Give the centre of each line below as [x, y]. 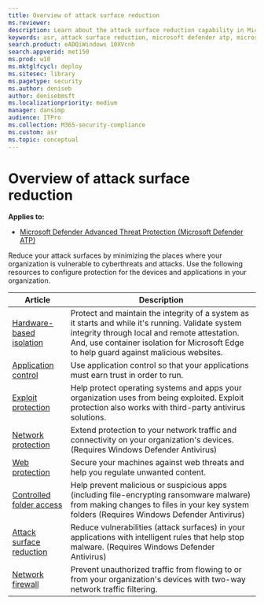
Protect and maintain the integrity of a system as [160, 313]
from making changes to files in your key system [160, 505]
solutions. [88, 417]
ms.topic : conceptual [44, 139]
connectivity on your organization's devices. [152, 440]
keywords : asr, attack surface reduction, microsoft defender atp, [121, 37]
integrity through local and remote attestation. [155, 333]
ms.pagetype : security [45, 81]
